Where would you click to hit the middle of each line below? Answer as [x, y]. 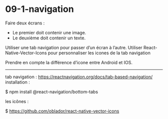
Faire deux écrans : [25, 23]
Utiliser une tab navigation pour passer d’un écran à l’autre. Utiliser [74, 47]
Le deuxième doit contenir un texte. [49, 38]
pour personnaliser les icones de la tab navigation [99, 53]
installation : [17, 82]
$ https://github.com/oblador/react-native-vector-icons [62, 111]
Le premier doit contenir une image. [49, 32]
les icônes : [17, 101]
